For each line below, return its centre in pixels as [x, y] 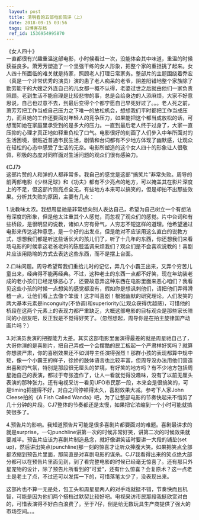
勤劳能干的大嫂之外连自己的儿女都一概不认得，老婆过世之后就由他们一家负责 [99, 88]
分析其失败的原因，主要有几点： [55, 197]
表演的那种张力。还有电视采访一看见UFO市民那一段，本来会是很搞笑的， [95, 383]
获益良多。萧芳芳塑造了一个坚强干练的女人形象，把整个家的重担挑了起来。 [97, 66]
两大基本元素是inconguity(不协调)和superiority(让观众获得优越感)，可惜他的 [98, 303]
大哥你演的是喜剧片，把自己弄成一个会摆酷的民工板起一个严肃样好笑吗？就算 [99, 346]
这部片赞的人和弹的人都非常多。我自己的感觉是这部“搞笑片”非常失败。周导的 [99, 175]
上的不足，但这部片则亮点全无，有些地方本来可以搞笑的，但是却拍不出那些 [97, 190]
